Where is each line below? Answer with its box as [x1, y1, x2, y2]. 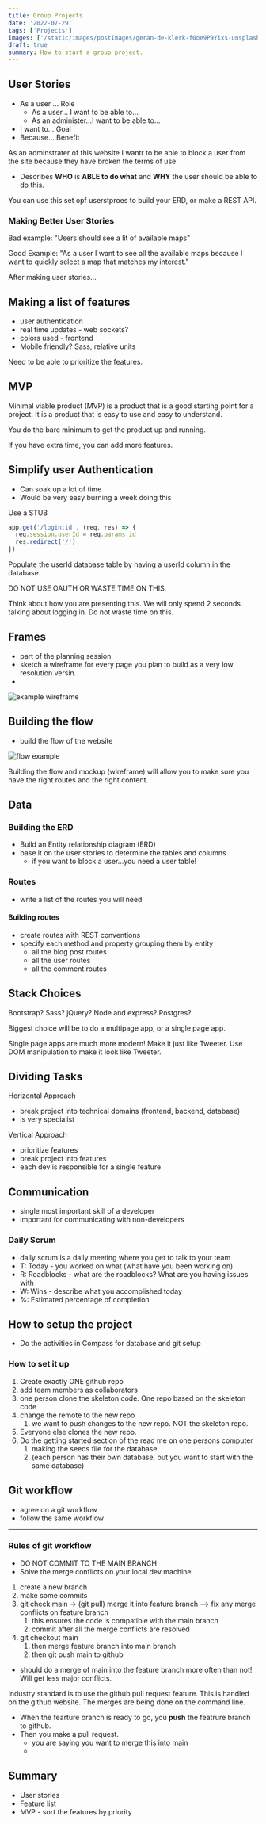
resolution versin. [19, 667, 77, 678]
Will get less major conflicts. [19, 1673, 112, 1683]
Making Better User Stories [8, 215, 115, 226]
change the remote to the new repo [19, 1410, 135, 1420]
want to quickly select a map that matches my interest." [8, 257, 189, 266]
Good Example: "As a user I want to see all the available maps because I [8, 249, 243, 258]
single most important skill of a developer [19, 1206, 155, 1216]
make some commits [19, 1590, 88, 1600]
